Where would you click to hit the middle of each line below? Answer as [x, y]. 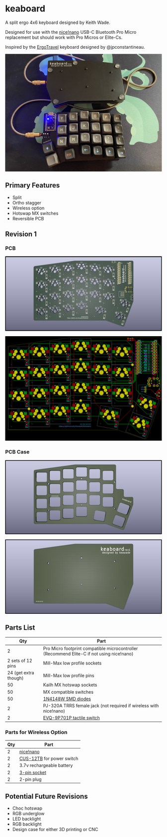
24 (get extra [21, 673]
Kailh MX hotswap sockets [70, 685]
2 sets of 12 [20, 660]
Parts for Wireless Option [36, 732]
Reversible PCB [28, 218]
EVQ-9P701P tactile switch [72, 718]
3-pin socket [33, 772]
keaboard [25, 9]
